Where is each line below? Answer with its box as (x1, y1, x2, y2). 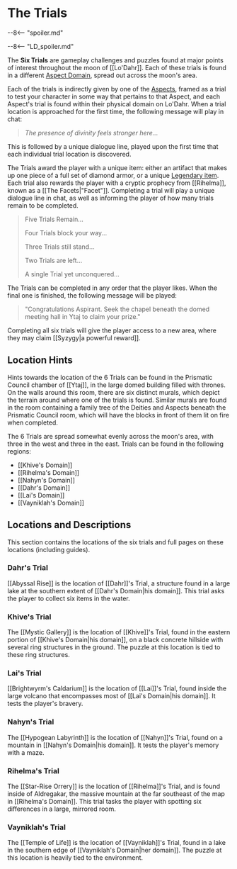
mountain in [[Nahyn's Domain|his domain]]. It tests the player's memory (7, 741, 219, 749)
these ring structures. (7, 651, 71, 659)
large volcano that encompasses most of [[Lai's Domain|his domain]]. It (7, 692, 216, 700)
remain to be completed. (7, 201, 79, 210)
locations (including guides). (7, 545, 91, 554)
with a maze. (7, 748, 45, 756)
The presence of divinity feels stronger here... (24, 128, 158, 137)
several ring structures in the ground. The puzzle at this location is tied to (7, 643, 221, 651)
